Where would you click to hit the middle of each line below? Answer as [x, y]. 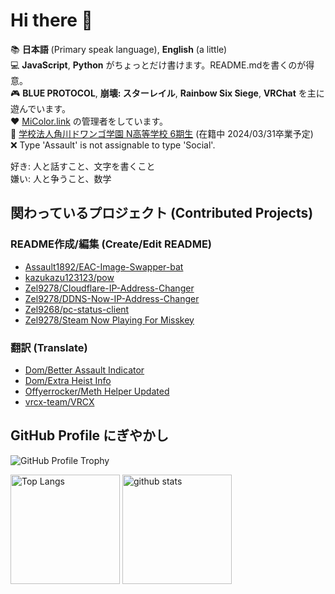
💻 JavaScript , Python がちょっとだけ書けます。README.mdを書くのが [158, 65]
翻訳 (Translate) [49, 347]
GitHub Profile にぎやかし [90, 435]
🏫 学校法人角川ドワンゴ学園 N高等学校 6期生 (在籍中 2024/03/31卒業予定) [162, 133]
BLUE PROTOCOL [59, 93]
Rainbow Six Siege [219, 93]
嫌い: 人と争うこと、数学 [61, 178]
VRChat [280, 93]
